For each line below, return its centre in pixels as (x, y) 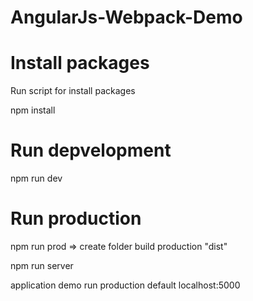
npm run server (42, 265)
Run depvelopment (91, 150)
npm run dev (36, 178)
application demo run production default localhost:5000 (125, 285)
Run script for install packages (73, 91)
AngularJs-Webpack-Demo (126, 17)
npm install (33, 110)
